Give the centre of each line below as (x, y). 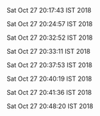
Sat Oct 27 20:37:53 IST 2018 (50, 65)
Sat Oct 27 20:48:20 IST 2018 (50, 106)
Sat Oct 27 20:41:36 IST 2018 (49, 92)
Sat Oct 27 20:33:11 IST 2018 (49, 51)
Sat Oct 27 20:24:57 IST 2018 (50, 24)
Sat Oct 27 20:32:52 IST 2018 (50, 37)
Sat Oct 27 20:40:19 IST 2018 (49, 79)
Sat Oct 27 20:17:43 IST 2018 (49, 10)
